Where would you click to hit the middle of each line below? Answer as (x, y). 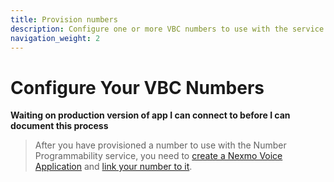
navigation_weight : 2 (55, 38)
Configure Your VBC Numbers (137, 87)
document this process (59, 126)
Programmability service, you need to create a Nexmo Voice (158, 156)
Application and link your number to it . (113, 167)
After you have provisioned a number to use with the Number (160, 145)
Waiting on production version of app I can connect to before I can (150, 115)
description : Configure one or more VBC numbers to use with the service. (169, 29)
